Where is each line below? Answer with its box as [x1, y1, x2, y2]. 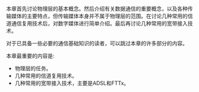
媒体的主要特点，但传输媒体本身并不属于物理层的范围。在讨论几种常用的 [11, 12, 188, 19]
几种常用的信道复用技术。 [14, 73, 78, 79]
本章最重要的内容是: [6, 52, 55, 59]
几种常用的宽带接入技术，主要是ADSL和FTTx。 [14, 80, 129, 87]
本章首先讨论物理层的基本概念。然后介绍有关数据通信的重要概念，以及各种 [6, 5, 188, 12]
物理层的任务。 [14, 65, 52, 72]
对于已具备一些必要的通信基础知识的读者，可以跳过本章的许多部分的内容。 [6, 40, 188, 47]
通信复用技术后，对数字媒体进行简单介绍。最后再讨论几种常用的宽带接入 [11, 20, 188, 27]
